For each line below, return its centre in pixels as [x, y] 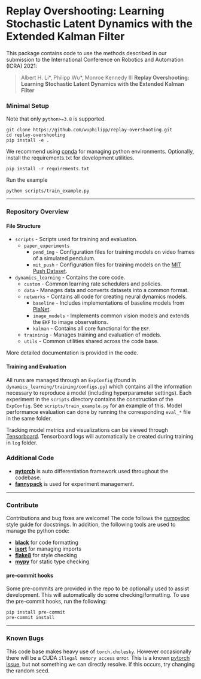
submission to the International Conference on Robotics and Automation [95, 59]
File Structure [23, 226]
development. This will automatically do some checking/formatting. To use [98, 595]
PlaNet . [42, 310]
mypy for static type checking [52, 561]
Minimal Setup [28, 106]
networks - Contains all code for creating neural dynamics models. [105, 297]
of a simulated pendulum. [64, 259]
